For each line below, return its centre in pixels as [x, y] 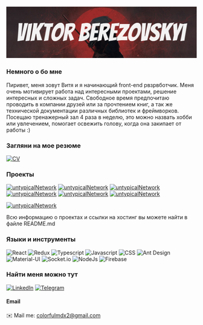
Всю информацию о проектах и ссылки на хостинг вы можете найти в [97, 217]
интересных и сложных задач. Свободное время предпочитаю [88, 98]
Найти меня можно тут [42, 274]
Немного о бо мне [34, 72]
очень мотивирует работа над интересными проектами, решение [92, 91]
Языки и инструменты [41, 239]
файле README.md [31, 224]
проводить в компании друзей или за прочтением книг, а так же [90, 104]
